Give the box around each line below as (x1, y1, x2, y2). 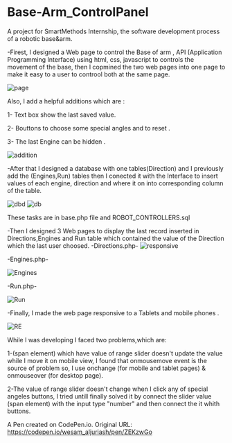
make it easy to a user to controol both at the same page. (7, 70, 170, 78)
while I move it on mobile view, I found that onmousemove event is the (7, 356, 208, 365)
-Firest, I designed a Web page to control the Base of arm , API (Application (7, 48, 222, 56)
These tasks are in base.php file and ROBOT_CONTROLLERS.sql (7, 213, 190, 221)
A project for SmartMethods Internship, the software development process (7, 27, 220, 35)
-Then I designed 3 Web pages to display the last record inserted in (7, 226, 199, 235)
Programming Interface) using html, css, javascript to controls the (7, 55, 195, 63)
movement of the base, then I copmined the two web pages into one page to (7, 62, 226, 71)
